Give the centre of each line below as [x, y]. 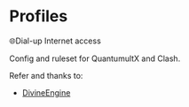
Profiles [39, 16]
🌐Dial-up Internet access [55, 41]
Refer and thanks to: [46, 75]
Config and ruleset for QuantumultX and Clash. [95, 58]
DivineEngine [46, 92]
